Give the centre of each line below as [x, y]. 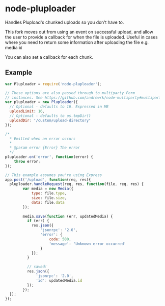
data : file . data [48, 202]
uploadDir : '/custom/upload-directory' [50, 120]
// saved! [37, 267]
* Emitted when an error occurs [43, 139]
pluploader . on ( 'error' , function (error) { [49, 157]
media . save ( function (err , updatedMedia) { [68, 216]
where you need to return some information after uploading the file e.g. [77, 42]
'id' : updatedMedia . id [59, 280]
